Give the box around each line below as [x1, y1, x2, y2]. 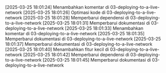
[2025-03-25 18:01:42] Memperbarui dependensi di [23, 52, 130, 58]
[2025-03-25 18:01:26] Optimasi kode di [23, 9, 106, 15]
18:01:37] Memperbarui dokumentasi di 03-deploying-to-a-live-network [5, 41, 153, 47]
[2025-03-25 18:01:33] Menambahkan [64, 25, 144, 31]
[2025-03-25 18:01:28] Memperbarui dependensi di [23, 15, 130, 20]
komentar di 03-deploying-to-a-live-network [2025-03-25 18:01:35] [5, 31, 145, 36]
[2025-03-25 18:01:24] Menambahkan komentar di [5, 4, 110, 10]
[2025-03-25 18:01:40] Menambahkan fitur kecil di [5, 47, 109, 52]
